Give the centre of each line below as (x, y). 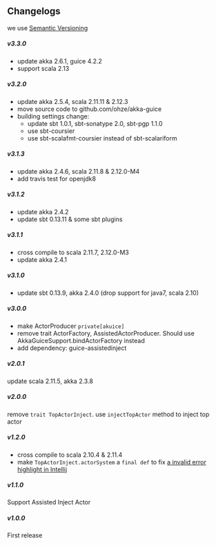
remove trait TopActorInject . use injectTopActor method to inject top (108, 414)
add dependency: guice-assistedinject (72, 348)
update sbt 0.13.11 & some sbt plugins (70, 219)
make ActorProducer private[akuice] (71, 326)
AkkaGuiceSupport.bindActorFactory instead (81, 340)
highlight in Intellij (42, 469)
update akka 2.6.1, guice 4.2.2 (59, 61)
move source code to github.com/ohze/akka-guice (89, 109)
